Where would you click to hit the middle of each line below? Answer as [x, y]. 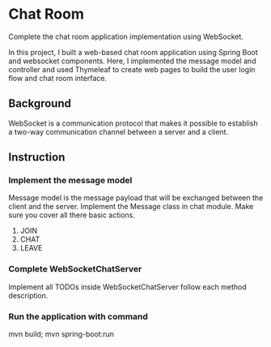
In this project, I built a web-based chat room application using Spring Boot [133, 52]
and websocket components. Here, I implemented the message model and [132, 61]
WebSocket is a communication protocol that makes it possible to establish [133, 123]
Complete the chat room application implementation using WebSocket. [126, 36]
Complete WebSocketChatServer [75, 269]
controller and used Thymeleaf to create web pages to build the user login [132, 69]
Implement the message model [70, 181]
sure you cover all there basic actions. [72, 215]
